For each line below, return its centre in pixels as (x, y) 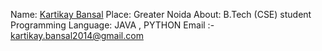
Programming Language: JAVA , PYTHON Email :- (112, 25)
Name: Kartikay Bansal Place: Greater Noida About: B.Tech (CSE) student (161, 14)
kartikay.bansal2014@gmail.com (77, 35)
